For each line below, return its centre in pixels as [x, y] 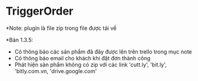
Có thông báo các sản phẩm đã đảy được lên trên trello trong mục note [103, 51]
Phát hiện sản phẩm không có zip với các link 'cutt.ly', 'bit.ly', [90, 65]
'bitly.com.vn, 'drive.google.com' [56, 71]
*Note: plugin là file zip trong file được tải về [61, 28]
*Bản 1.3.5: [20, 40]
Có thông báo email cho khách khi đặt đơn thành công [82, 58]
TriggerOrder [39, 11]
